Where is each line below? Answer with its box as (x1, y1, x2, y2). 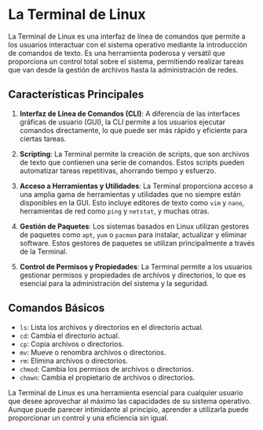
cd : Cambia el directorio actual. (19, 331, 120, 340)
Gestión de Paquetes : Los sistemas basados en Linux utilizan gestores (19, 221, 250, 231)
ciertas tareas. (19, 134, 67, 143)
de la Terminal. (19, 247, 68, 256)
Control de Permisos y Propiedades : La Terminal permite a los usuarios (19, 261, 253, 271)
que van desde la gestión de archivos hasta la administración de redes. (8, 65, 239, 74)
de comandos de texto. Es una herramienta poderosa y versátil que (8, 48, 225, 57)
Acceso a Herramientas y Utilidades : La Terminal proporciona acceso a (19, 181, 254, 191)
